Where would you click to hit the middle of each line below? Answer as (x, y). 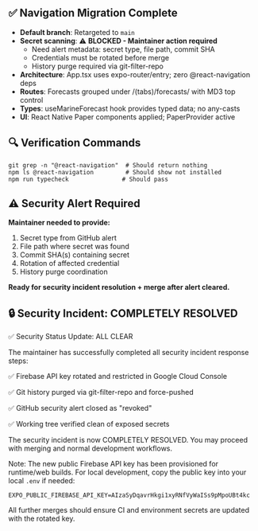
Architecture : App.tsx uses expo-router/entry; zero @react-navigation (135, 74)
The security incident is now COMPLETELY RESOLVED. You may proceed (128, 440)
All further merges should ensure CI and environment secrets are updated (129, 510)
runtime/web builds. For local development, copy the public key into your (127, 472)
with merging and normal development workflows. (90, 448)
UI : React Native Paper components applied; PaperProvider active (127, 117)
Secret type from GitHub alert (68, 238)
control (31, 100)
